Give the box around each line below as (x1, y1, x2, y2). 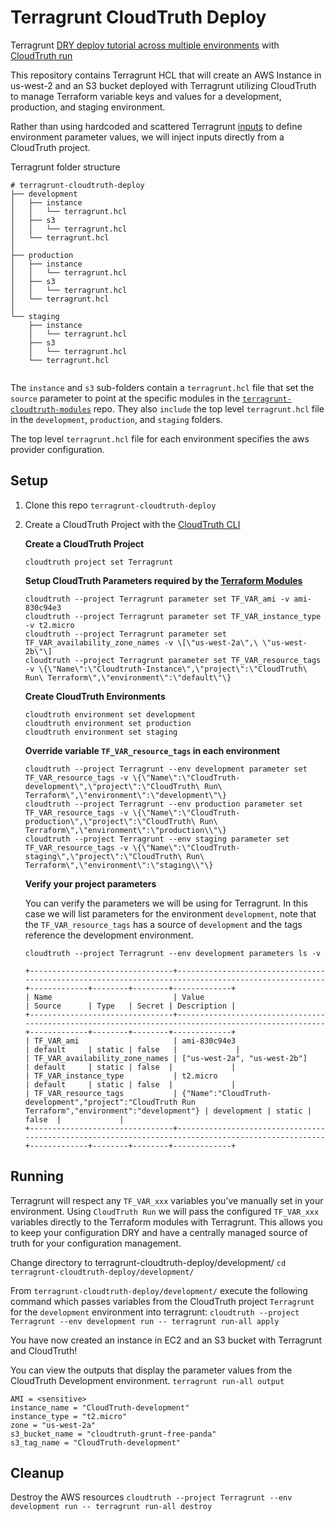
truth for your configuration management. (10, 1237, 182, 1249)
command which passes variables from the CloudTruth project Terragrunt (10, 1295, 315, 1307)
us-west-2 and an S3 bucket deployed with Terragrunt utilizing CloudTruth (10, 79, 317, 91)
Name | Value (34, 992, 205, 1002)
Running (10, 1168, 65, 1185)
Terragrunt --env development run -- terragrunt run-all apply (10, 1316, 280, 1326)
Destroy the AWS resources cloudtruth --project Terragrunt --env (10, 1491, 293, 1503)
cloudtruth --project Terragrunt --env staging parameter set (24, 834, 290, 844)
